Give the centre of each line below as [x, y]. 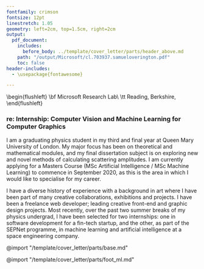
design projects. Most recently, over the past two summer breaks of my [96, 210]
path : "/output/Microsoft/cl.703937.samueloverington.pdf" [94, 57]
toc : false [31, 63]
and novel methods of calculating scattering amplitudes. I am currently [95, 159]
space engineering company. [43, 236]
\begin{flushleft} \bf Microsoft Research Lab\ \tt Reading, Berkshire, [91, 97]
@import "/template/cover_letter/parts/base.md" [67, 248]
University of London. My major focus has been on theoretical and [90, 146]
